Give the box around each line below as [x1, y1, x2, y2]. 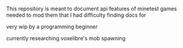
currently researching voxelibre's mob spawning [6, 35, 126, 41]
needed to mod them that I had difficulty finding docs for [6, 11, 146, 19]
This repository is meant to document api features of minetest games [6, 5, 177, 12]
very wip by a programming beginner [6, 23, 98, 30]
